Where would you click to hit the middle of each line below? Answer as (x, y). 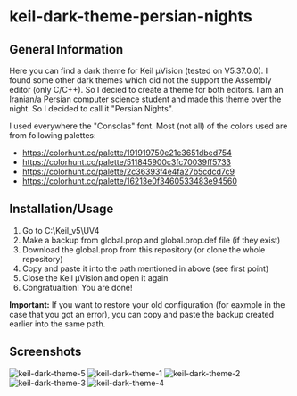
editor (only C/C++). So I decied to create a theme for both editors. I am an (146, 90)
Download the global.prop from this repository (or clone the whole (144, 249)
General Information (66, 49)
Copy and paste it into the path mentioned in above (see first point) (145, 268)
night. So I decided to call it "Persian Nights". (91, 108)
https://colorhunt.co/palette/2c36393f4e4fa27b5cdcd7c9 (128, 172)
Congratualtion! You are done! (77, 287)
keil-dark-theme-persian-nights (131, 16)
